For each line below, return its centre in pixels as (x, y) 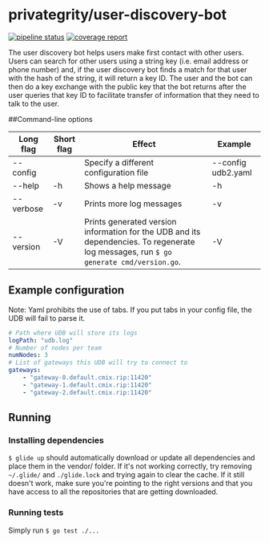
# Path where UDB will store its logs (73, 333)
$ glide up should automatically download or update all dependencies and (132, 458)
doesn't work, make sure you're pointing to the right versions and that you (130, 484)
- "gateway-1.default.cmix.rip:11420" (87, 385)
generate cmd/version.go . (132, 261)
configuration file (116, 172)
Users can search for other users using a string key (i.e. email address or (128, 61)
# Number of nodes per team (55, 348)
